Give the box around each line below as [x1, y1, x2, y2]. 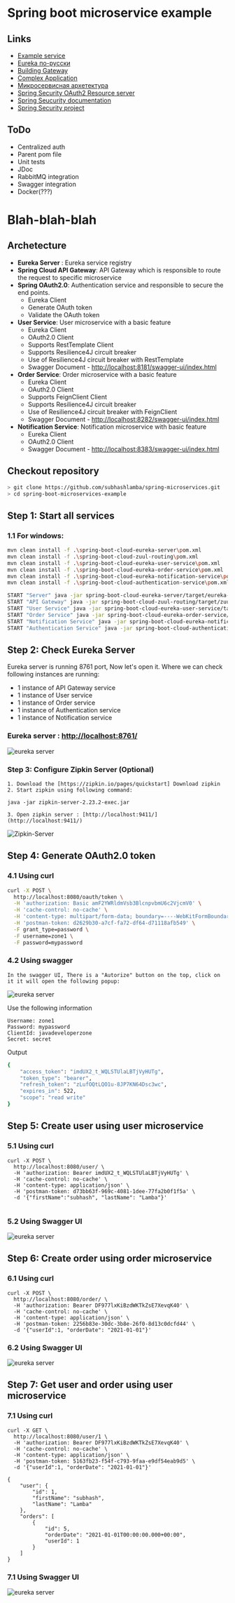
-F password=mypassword [13, 939, 83, 946]
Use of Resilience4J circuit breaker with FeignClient [27, 407, 178, 415]
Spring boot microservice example [7, 5, 212, 21]
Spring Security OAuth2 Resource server [17, 89, 135, 97]
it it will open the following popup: [7, 978, 120, 985]
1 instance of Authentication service [17, 706, 121, 714]
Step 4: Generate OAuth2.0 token [7, 850, 156, 862]
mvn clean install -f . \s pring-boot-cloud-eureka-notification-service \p [7, 573, 227, 580]
